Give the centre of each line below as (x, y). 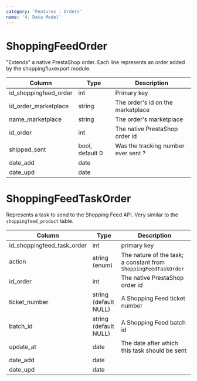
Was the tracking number (150, 146)
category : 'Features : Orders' (44, 11)
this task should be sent (154, 350)
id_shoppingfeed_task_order (48, 246)
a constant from (143, 262)
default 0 (91, 153)
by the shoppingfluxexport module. (48, 69)
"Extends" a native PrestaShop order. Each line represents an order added (96, 62)
